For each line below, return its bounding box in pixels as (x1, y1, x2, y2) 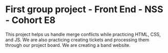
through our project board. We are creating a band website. (5, 42, 131, 48)
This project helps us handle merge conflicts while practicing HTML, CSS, (5, 31, 161, 37)
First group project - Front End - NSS (5, 4, 163, 15)
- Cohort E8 (5, 14, 56, 26)
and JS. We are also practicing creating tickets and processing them (5, 37, 150, 43)
